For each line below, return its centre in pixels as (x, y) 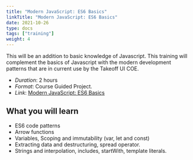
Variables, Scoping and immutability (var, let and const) (82, 138)
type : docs (20, 28)
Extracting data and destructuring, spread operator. (78, 144)
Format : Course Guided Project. (54, 86)
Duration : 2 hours (36, 80)
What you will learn (42, 111)
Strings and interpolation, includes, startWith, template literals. (91, 151)
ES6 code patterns (37, 126)
